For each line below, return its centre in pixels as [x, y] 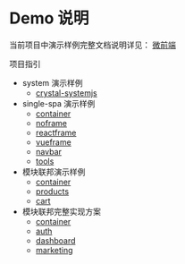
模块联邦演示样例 [54, 172]
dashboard [55, 240]
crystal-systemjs [66, 93]
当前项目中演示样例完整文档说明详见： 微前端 [92, 45]
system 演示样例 [52, 82]
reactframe [56, 132]
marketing [54, 250]
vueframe [53, 142]
